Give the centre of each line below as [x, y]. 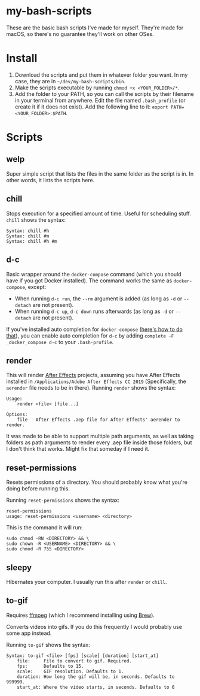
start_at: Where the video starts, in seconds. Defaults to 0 [96, 687]
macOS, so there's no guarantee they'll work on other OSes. [80, 34]
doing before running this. [38, 489]
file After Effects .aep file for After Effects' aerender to [99, 420]
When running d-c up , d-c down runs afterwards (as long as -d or [94, 311]
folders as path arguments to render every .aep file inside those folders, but [99, 442]
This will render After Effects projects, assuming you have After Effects [93, 375]
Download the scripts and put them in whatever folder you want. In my [101, 75]
